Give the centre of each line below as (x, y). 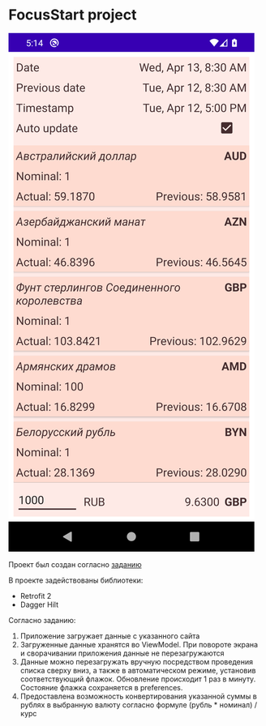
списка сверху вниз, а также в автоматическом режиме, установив (138, 670)
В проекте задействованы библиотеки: (76, 580)
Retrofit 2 (36, 596)
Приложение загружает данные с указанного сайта (110, 636)
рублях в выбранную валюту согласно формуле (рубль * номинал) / (139, 705)
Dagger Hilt (39, 604)
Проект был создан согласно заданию (75, 564)
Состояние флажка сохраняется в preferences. (101, 687)
